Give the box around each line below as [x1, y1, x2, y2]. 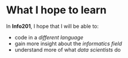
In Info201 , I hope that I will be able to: [6, 23, 99, 30]
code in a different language [14, 34, 84, 41]
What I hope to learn [6, 3, 107, 17]
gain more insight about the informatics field [14, 40, 122, 47]
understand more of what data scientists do [14, 46, 121, 53]
